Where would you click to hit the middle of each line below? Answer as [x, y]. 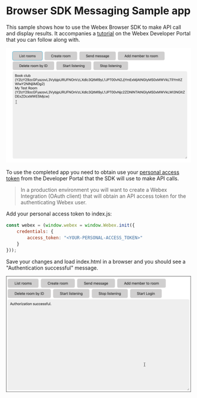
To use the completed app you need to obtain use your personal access [93, 173]
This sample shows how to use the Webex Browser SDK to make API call [94, 27]
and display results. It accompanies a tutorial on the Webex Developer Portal [98, 33]
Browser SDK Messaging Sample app [98, 11]
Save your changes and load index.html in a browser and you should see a [96, 261]
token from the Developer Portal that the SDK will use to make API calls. [93, 178]
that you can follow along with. [43, 39]
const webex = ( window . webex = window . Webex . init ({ [70, 225]
